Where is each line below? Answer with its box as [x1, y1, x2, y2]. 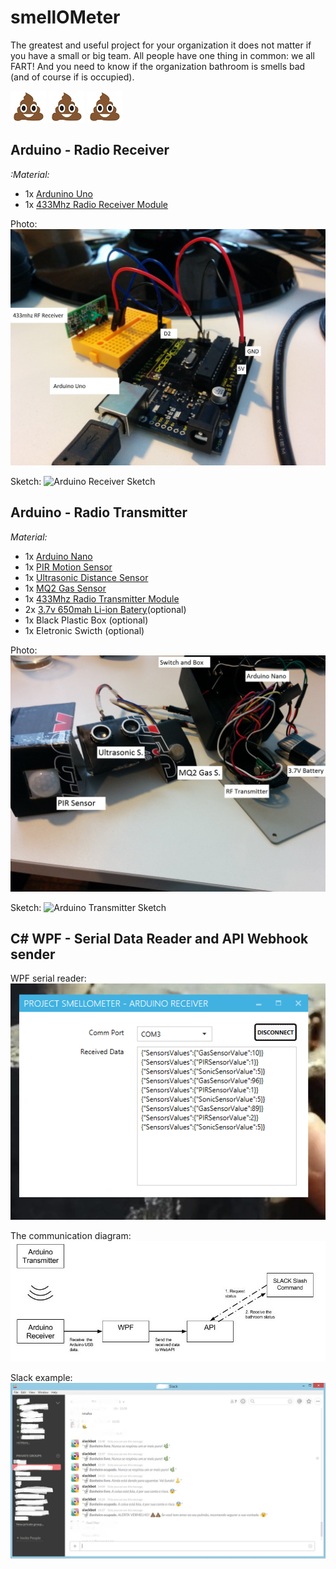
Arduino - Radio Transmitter [10, 504, 188, 521]
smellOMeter [10, 6, 121, 29]
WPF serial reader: [10, 972, 87, 985]
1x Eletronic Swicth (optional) [24, 624, 145, 636]
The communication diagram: [10, 1229, 132, 1241]
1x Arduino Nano [24, 550, 93, 562]
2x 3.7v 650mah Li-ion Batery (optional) [24, 603, 187, 615]
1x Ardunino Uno [24, 187, 93, 200]
